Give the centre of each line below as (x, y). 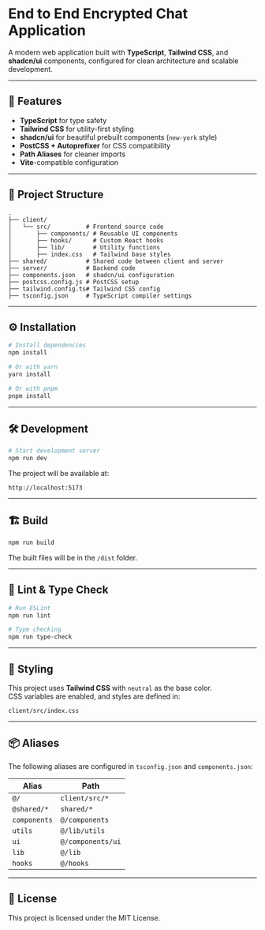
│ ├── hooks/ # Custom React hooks (86, 240)
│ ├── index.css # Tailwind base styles (90, 254)
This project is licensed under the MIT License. (84, 917)
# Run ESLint (30, 608)
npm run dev (28, 459)
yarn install (30, 374)
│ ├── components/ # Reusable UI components (93, 234)
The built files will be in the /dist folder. (73, 557)
